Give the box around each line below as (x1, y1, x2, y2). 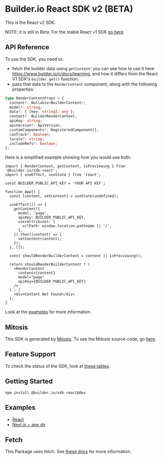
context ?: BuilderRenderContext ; (9, 114, 77, 119)
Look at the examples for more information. (5, 309, 92, 315)
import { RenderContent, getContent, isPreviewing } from (5, 164, 125, 169)
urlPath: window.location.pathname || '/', (22, 223, 112, 229)
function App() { (5, 189, 40, 195)
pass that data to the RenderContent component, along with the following (12, 81, 157, 87)
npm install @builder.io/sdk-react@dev (5, 390, 86, 395)
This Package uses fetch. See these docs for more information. (5, 449, 132, 455)
